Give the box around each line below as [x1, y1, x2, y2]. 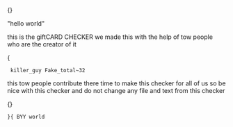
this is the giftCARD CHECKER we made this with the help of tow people [7, 33, 214, 41]
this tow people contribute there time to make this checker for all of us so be [7, 79, 226, 87]
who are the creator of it [7, 40, 77, 48]
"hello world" [7, 19, 45, 27]
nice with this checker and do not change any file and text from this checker [7, 87, 225, 94]
